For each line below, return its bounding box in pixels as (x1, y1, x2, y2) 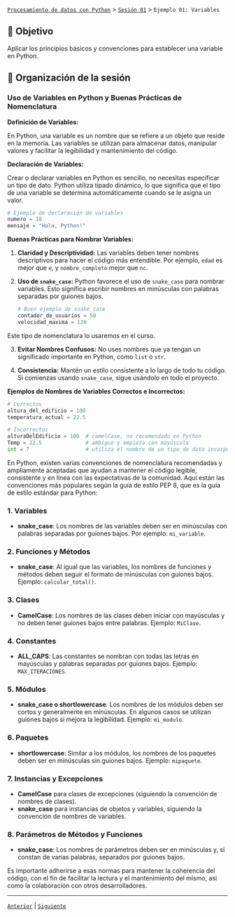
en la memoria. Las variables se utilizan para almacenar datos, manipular (7, 139, 217, 147)
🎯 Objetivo (7, 25, 54, 37)
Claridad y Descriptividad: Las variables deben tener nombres (17, 248, 199, 257)
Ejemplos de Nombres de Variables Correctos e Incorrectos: (7, 387, 185, 395)
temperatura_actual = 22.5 (7, 413, 86, 421)
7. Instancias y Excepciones (7, 774, 104, 784)
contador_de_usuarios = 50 (17, 312, 97, 319)
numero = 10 (7, 216, 42, 223)
